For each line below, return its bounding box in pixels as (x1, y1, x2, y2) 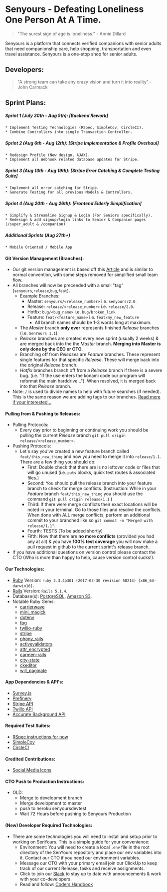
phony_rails (19, 635, 43, 641)
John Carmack (17, 84, 48, 90)
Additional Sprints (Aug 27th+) (5, 232, 71, 238)
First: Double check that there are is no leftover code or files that (27, 464, 161, 470)
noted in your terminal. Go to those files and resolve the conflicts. (27, 506, 162, 513)
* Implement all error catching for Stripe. (5, 185, 99, 190)
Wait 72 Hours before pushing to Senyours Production (19, 811, 131, 817)
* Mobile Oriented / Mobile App (5, 244, 72, 249)
